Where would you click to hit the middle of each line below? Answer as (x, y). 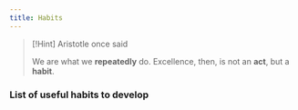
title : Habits (36, 18)
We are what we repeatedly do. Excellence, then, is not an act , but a (160, 61)
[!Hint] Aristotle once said (80, 44)
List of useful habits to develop (79, 95)
